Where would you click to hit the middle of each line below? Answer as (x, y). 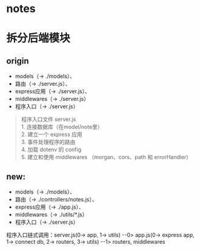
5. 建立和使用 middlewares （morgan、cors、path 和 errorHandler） (106, 157)
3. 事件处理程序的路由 (48, 142)
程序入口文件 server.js (48, 119)
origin (18, 61)
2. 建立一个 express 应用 (52, 134)
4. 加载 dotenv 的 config (51, 149)
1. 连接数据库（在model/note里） (62, 127)
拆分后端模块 (38, 38)
